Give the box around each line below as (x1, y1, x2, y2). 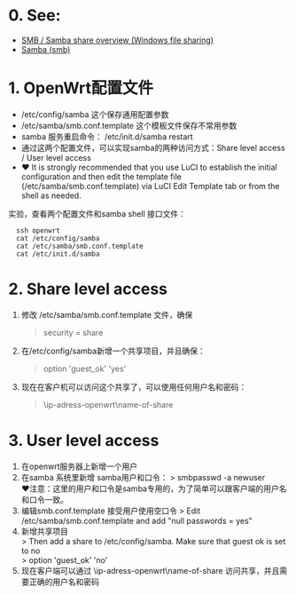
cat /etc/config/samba (16, 234, 100, 242)
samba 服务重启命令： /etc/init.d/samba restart (20, 131, 193, 142)
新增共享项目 (20, 526, 68, 536)
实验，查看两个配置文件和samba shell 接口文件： (8, 208, 187, 218)
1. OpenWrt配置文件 (8, 78, 154, 99)
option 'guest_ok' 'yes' (43, 363, 127, 374)
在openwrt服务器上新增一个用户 (20, 461, 138, 472)
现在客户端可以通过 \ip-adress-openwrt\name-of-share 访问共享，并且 (20, 565, 280, 575)
